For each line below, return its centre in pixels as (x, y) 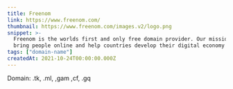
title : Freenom (29, 13)
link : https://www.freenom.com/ (54, 20)
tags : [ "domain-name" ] (40, 52)
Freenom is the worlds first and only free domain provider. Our (110, 39)
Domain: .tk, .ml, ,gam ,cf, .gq (49, 78)
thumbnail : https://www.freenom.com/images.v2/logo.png (89, 26)
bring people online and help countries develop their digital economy (119, 46)
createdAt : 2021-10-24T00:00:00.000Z (62, 59)
